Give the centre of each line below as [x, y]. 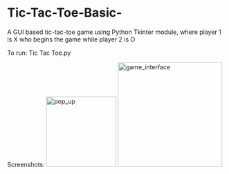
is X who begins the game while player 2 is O [71, 39]
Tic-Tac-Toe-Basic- [65, 13]
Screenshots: [26, 164]
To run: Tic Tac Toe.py [39, 53]
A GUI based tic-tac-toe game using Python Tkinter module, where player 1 [114, 32]
